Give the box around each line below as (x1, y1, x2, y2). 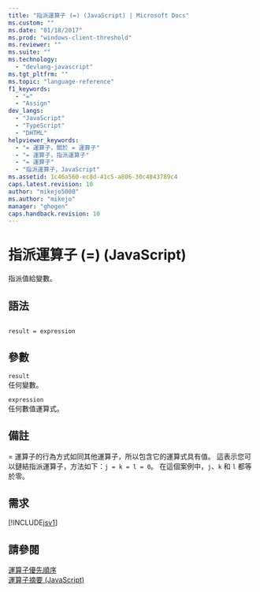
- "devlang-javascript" (15, 63, 93, 71)
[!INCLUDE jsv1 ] (8, 518, 58, 527)
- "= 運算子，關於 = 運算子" (15, 144, 100, 152)
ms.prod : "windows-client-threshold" (8, 33, 132, 42)
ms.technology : (8, 56, 58, 64)
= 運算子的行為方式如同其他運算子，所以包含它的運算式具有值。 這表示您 (8, 451, 245, 461)
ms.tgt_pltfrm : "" (8, 70, 69, 78)
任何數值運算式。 (8, 403, 64, 413)
